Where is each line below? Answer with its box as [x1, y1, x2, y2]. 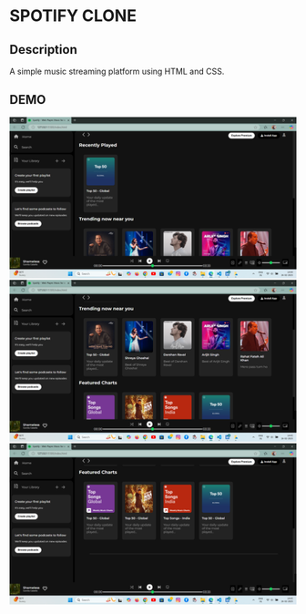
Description [9, 42, 77, 57]
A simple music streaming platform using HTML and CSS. [9, 66, 225, 77]
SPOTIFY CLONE [9, 5, 137, 26]
